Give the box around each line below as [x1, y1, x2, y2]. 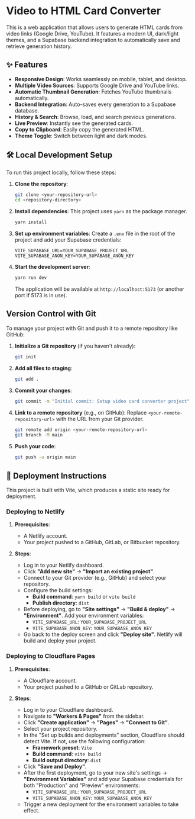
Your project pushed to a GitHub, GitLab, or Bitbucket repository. [23, 539, 181, 546]
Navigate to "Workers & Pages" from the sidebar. [23, 712, 145, 720]
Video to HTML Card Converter [6, 4, 161, 18]
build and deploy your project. [23, 637, 97, 644]
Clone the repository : [14, 180, 69, 187]
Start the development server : [14, 264, 90, 271]
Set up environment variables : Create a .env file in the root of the [14, 230, 175, 237]
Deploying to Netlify [6, 508, 65, 516]
